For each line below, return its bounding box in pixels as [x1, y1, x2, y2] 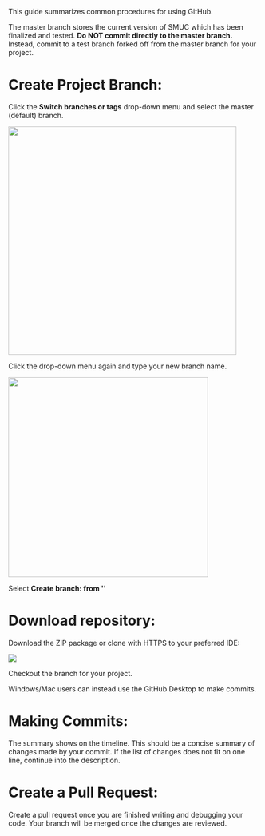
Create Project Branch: [8, 76, 163, 94]
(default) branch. [8, 110, 64, 120]
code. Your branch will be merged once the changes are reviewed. [8, 818, 227, 828]
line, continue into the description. [8, 755, 121, 765]
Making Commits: [8, 712, 129, 731]
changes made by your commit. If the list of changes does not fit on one [8, 746, 246, 756]
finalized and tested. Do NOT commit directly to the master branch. [8, 31, 233, 40]
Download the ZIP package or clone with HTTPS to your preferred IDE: [8, 638, 240, 647]
